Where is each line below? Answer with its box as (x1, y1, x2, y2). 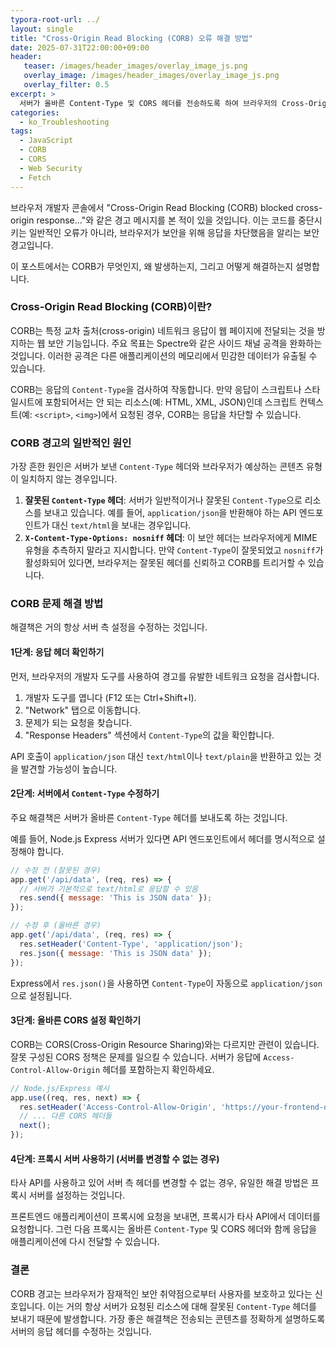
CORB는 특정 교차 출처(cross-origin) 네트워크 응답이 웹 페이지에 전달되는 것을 (10, 324, 315, 336)
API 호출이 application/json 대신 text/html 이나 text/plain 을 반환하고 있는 (10, 750, 312, 762)
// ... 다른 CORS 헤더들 (19, 1111, 113, 1121)
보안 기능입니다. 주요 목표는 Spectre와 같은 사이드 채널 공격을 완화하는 (47, 337, 323, 349)
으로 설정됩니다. (10, 989, 73, 1001)
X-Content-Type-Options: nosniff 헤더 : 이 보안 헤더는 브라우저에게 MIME (24, 532, 318, 544)
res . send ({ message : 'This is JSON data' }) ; (19, 893, 213, 903)
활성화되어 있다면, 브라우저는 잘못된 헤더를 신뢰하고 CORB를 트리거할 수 (24, 557, 306, 569)
